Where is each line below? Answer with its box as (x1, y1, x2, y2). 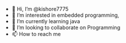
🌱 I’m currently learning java (11, 18, 80, 24)
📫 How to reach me (11, 31, 61, 37)
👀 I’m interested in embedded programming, (11, 12, 119, 19)
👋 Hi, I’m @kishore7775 (11, 6, 69, 12)
